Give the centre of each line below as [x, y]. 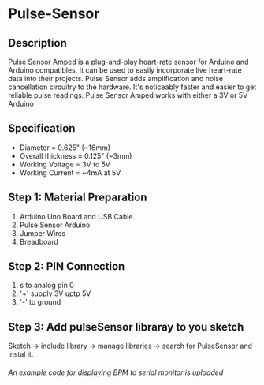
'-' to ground [40, 302]
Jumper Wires [43, 233]
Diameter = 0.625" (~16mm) [65, 148]
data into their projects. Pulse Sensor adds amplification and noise [116, 78]
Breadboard [39, 241]
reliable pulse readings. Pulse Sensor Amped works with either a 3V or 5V [128, 95]
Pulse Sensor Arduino [55, 225]
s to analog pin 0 [47, 286]
